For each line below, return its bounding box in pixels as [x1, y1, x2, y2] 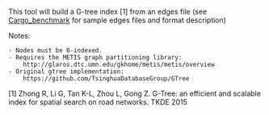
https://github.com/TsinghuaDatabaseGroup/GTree [23, 75, 190, 83]
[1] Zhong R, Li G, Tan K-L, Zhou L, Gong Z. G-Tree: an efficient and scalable [8, 88, 261, 98]
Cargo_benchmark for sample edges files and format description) [8, 15, 226, 25]
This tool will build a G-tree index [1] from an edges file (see [8, 7, 208, 16]
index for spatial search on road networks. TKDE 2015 [8, 97, 188, 107]
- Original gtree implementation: [8, 68, 125, 76]
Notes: [8, 31, 31, 40]
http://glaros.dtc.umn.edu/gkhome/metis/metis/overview [23, 60, 216, 68]
